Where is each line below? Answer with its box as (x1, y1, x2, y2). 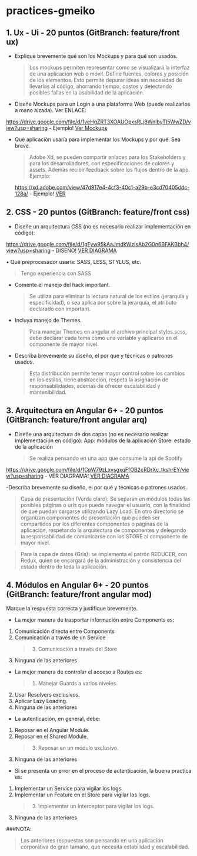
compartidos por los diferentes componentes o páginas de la (20, 520, 169, 527)
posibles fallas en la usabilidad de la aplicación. (29, 89, 145, 96)
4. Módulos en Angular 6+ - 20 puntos (6, 580, 149, 590)
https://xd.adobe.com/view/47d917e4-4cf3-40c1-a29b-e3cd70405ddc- (14, 184, 190, 191)
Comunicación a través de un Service (14, 634, 106, 641)
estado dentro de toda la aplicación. (20, 563, 108, 570)
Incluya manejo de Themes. (14, 316, 82, 324)
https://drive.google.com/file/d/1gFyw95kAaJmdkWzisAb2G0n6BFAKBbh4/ (6, 240, 189, 247)
